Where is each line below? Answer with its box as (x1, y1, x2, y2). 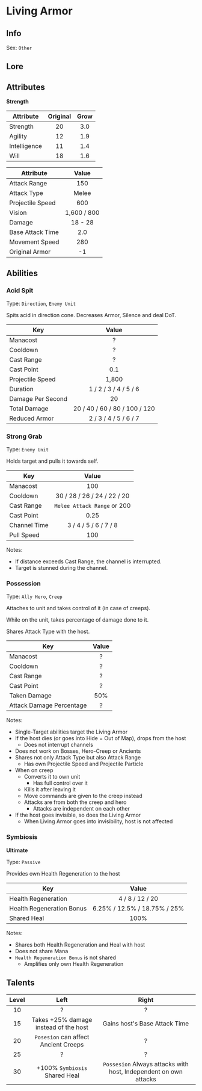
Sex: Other (6, 44, 32, 51)
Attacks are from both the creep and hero (23, 799, 127, 806)
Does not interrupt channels (23, 741, 93, 749)
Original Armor (9, 248, 51, 256)
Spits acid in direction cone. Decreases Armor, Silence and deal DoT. (6, 311, 177, 318)
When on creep (14, 767, 54, 774)
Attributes (6, 82, 45, 92)
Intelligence (9, 142, 42, 150)
